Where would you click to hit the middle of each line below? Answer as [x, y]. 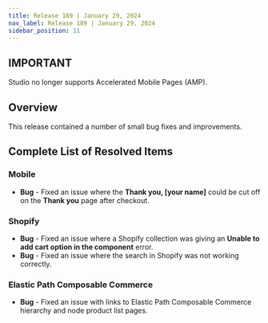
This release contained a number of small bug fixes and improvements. [125, 126]
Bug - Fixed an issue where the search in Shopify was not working [130, 255]
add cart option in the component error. [86, 247]
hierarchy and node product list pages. [84, 311]
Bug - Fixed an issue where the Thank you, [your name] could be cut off [140, 192]
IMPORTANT [40, 63]
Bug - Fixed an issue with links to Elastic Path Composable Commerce [136, 302]
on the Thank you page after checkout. [84, 200]
